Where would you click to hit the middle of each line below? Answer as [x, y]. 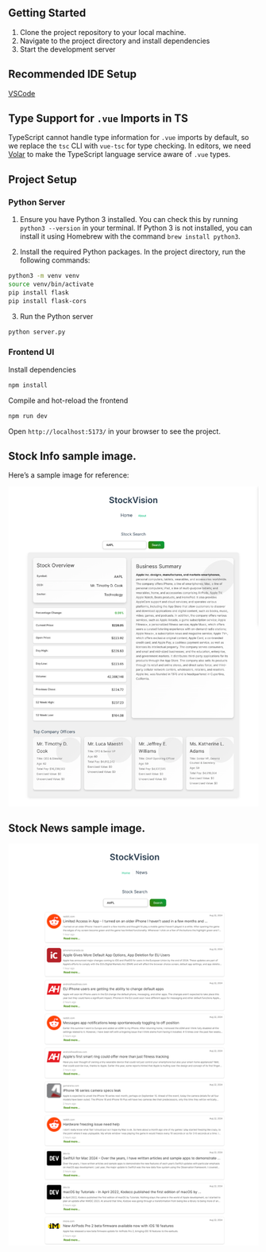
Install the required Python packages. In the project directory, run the [133, 252]
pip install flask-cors [48, 301]
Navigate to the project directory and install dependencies [115, 41]
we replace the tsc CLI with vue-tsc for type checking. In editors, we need [130, 146]
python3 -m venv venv [44, 276]
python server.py [37, 332]
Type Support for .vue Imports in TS [98, 119]
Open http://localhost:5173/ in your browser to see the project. [114, 431]
